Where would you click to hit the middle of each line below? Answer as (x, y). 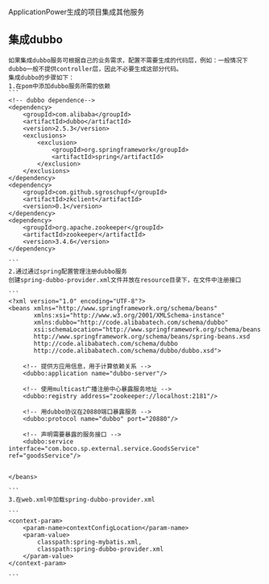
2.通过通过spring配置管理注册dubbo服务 (68, 271)
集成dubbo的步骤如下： (41, 78)
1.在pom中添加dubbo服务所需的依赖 (60, 86)
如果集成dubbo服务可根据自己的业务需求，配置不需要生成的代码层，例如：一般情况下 (128, 60)
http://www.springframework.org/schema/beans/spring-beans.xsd (142, 336)
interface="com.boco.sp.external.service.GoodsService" (104, 448)
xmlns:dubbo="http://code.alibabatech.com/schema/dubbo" (131, 322)
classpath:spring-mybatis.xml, (90, 542)
